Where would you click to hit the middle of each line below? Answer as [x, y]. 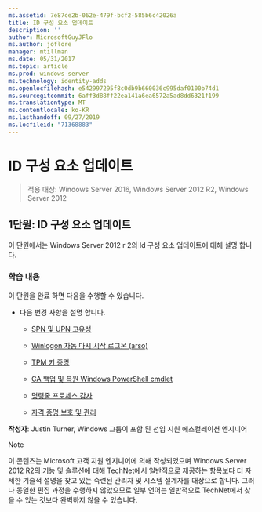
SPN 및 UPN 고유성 [61, 329]
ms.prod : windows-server [49, 74]
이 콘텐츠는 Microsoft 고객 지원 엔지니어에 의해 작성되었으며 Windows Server [127, 460]
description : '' [35, 30]
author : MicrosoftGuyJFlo [50, 37]
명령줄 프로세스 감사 [62, 395]
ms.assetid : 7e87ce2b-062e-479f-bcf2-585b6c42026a [93, 15]
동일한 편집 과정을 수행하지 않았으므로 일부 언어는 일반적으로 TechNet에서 [129, 490]
